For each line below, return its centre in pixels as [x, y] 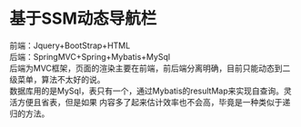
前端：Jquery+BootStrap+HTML [70, 45]
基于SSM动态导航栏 [83, 19]
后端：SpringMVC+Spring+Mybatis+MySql [90, 56]
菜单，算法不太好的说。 [61, 79]
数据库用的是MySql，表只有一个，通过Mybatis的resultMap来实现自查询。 [147, 91]
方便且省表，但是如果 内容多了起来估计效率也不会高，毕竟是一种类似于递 [154, 102]
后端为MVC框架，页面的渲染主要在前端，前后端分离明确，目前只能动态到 [146, 68]
